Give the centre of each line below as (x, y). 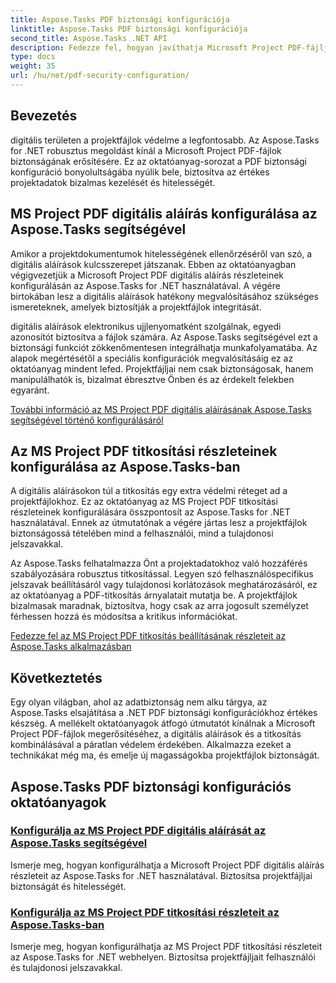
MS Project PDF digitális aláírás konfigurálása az (164, 214)
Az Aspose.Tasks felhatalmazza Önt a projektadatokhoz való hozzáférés (159, 563)
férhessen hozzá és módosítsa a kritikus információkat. (124, 617)
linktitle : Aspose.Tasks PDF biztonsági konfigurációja (129, 29)
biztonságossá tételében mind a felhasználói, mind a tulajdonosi (142, 533)
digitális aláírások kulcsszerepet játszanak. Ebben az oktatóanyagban (153, 264)
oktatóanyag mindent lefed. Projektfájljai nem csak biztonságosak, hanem (162, 368)
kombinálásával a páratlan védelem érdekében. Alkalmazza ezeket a (151, 745)
